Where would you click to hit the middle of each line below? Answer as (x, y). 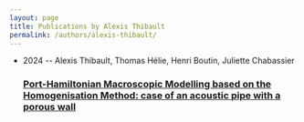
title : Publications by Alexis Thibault (88, 26)
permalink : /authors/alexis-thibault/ (83, 35)
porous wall (49, 107)
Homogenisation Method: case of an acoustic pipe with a (152, 96)
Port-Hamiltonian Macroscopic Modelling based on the (147, 85)
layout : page (34, 18)
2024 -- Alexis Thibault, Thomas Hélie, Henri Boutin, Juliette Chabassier (158, 61)
